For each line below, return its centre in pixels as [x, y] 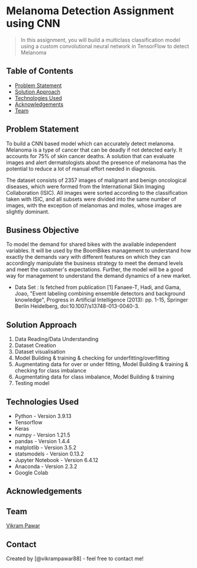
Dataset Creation [35, 345]
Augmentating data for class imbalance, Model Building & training [94, 377]
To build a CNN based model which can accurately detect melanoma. [91, 143]
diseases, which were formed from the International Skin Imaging [85, 186]
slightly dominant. [28, 211]
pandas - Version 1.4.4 [42, 441]
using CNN [33, 23]
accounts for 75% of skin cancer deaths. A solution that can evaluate [90, 156]
